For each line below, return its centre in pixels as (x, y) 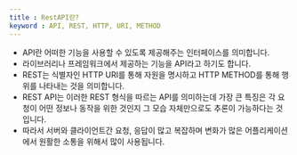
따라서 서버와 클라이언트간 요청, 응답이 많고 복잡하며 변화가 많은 (132, 130)
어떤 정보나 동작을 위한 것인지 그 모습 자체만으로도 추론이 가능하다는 (156, 108)
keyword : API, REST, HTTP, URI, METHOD (85, 26)
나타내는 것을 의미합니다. (82, 86)
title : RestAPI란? (44, 17)
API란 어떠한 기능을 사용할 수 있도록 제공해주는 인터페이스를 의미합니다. (146, 52)
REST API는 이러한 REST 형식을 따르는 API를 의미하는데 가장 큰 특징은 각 (148, 97)
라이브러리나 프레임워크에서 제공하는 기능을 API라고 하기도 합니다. (136, 63)
